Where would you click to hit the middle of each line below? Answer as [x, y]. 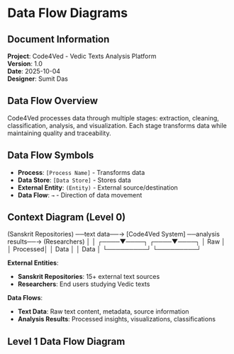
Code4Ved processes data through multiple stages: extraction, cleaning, [113, 118]
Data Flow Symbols [51, 155]
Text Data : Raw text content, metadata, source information [103, 312]
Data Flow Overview [52, 101]
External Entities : [33, 263]
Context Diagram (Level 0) [67, 217]
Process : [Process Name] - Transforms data [81, 172]
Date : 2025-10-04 [34, 71]
